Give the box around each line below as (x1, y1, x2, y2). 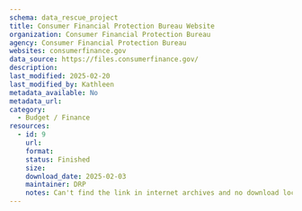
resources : (9, 122, 50, 131)
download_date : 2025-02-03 (25, 171, 127, 180)
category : (9, 105, 47, 114)
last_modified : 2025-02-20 (9, 72, 111, 81)
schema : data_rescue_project (9, 13, 119, 22)
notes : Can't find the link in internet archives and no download (25, 189, 280, 198)
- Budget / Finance (17, 113, 91, 122)
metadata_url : (9, 96, 63, 106)
